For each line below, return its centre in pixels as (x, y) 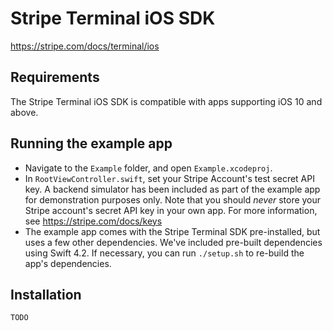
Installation (46, 294)
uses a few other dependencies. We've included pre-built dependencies (173, 242)
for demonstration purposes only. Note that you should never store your (173, 199)
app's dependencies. (68, 263)
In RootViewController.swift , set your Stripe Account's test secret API (169, 178)
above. (24, 112)
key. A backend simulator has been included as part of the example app (172, 189)
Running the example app (91, 143)
